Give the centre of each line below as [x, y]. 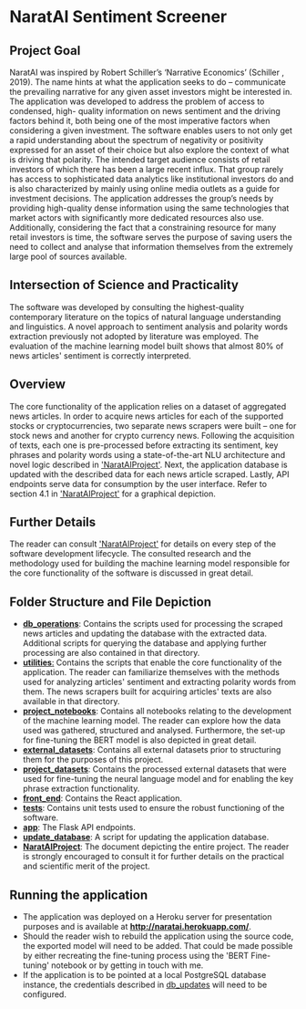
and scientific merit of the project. [86, 866]
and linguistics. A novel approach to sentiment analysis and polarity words [149, 327]
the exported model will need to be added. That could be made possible [158, 946]
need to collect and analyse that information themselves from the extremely [151, 247]
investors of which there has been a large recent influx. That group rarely [147, 169]
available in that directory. [71, 702]
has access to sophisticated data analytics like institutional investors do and [152, 179]
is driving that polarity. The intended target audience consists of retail [140, 160]
